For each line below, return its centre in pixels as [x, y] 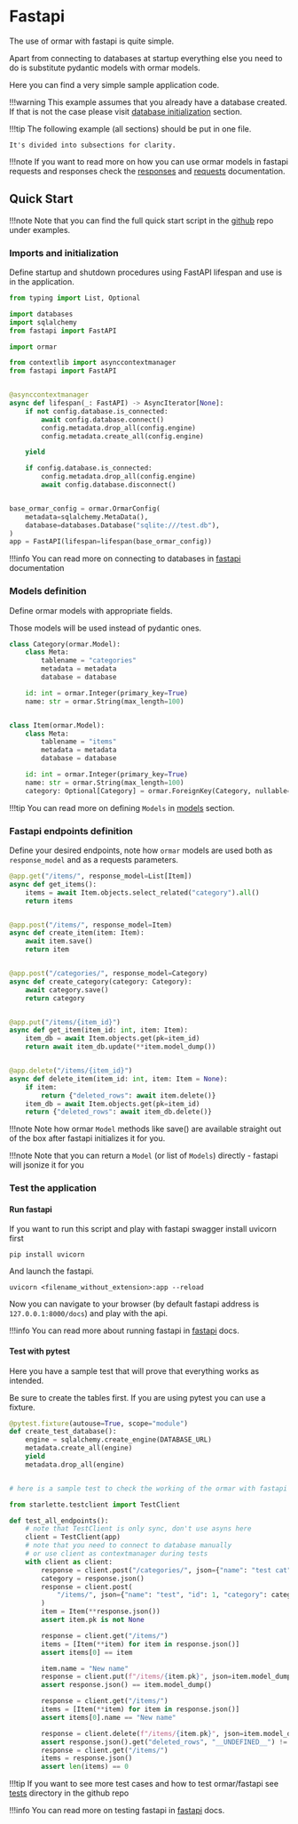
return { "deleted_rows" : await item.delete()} [129, 1096]
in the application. [42, 282]
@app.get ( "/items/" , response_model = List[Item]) [101, 876]
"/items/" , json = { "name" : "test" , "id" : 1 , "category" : [162, 1595]
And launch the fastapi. [52, 1271]
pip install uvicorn [47, 1255]
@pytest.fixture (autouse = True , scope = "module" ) [99, 1423]
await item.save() [59, 941]
